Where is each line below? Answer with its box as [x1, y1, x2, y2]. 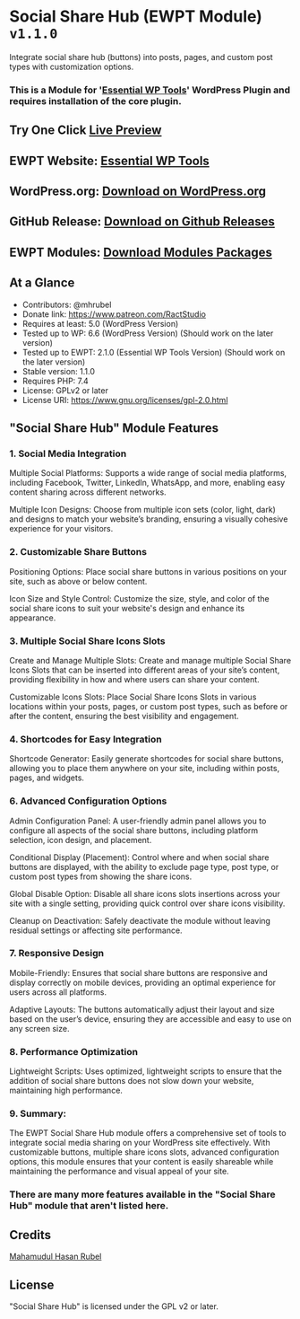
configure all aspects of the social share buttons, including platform [9, 824, 259, 836]
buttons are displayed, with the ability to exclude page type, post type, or [9, 861, 279, 872]
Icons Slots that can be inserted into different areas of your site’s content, [9, 664, 280, 675]
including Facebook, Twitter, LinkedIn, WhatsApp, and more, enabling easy [9, 478, 286, 488]
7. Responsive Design [9, 947, 105, 960]
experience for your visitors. [9, 523, 114, 534]
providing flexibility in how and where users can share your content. [9, 673, 260, 684]
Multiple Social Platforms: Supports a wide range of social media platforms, [9, 468, 287, 479]
